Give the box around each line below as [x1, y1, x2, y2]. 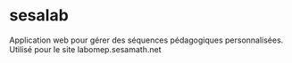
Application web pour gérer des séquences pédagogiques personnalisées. [9, 35, 284, 45]
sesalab [9, 5, 69, 26]
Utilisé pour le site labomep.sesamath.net [9, 43, 163, 54]
